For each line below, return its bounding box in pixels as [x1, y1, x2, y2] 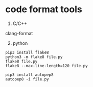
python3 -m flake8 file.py [5, 54, 63, 60]
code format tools [5, 4, 83, 15]
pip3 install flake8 [5, 50, 50, 55]
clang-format [5, 30, 33, 36]
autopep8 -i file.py [5, 76, 50, 82]
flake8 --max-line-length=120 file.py [5, 63, 88, 68]
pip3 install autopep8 [5, 72, 54, 77]
